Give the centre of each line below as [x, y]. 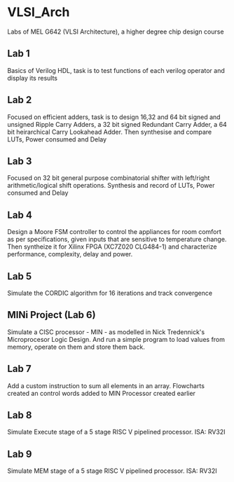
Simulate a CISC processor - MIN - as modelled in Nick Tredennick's [106, 332]
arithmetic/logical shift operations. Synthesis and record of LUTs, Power [111, 186]
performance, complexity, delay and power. [70, 254]
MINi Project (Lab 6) [51, 315]
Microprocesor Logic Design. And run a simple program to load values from [116, 339]
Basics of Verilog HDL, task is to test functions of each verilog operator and [116, 70]
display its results [33, 78]
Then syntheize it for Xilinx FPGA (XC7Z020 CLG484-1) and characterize [112, 247]
